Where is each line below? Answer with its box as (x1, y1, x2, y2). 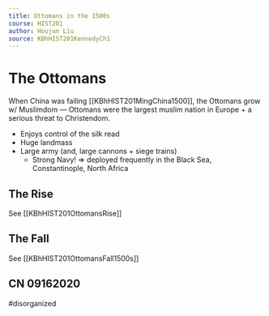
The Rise (8, 187, 54, 201)
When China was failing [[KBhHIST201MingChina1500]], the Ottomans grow (8, 96, 261, 106)
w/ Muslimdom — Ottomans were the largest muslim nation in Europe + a (8, 105, 253, 114)
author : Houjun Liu (8, 27, 75, 35)
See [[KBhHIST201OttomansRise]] (8, 208, 122, 218)
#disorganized (8, 298, 57, 308)
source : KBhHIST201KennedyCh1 (8, 34, 111, 43)
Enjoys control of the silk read (19, 129, 120, 139)
